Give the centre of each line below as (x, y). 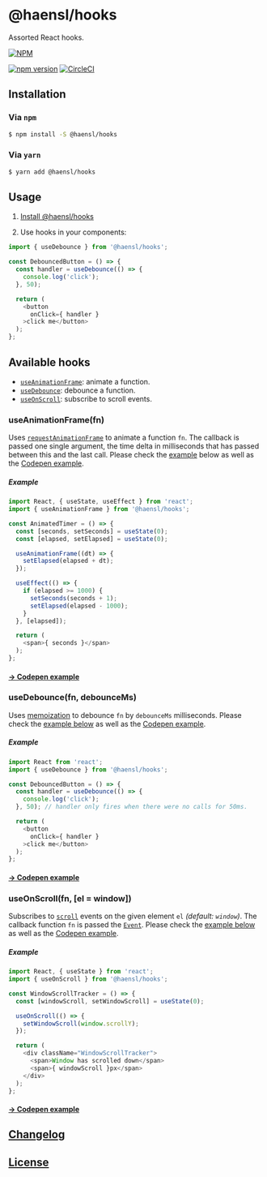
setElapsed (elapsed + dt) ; (68, 561)
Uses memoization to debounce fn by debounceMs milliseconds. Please (125, 715)
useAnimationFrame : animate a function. (85, 381)
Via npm (23, 118)
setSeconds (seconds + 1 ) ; (73, 598)
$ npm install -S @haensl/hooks (63, 134)
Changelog (37, 1134)
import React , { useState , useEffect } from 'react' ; (101, 502)
